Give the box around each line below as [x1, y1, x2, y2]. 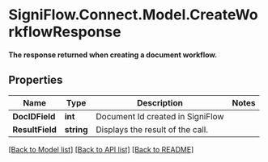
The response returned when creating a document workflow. [8, 50, 218, 60]
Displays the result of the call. [96, 123, 209, 135]
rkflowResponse [8, 23, 121, 41]
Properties [8, 73, 63, 87]
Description [136, 97, 184, 108]
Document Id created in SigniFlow [96, 110, 224, 122]
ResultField [12, 123, 57, 135]
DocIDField [12, 110, 56, 122]
